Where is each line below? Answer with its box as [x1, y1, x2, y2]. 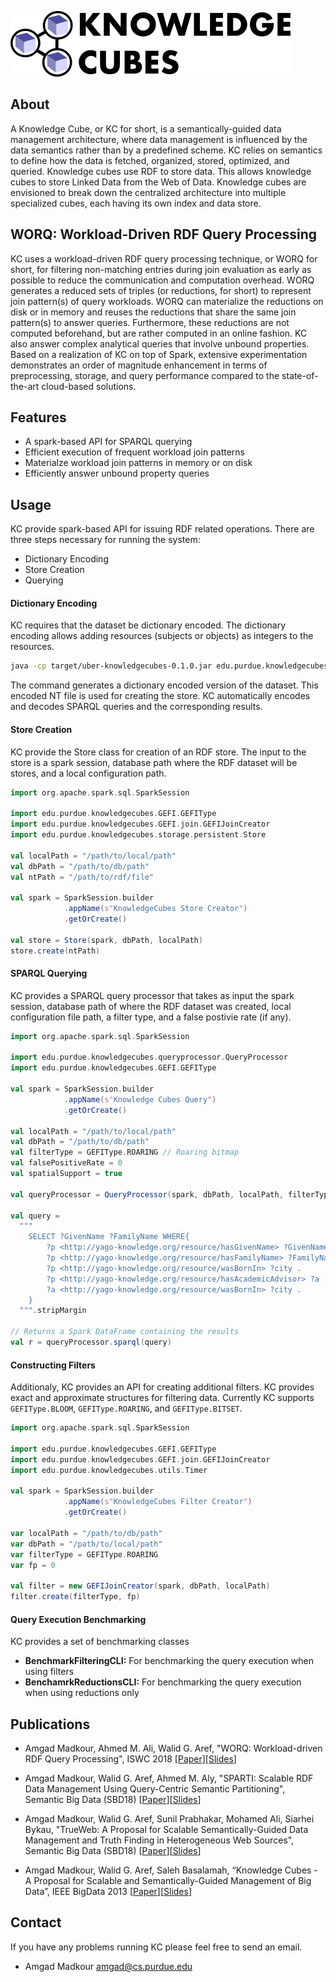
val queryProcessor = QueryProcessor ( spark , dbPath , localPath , [10, 1189, 284, 1200]
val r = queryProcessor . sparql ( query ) [10, 1337, 172, 1348]
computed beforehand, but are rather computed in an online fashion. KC [10, 327, 308, 339]
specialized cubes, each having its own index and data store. [10, 197, 262, 209]
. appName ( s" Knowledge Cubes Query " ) [63, 1094, 217, 1105]
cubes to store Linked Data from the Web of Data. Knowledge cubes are [10, 176, 307, 188]
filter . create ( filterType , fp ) [10, 1592, 141, 1602]
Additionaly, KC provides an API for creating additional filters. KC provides [10, 1381, 315, 1393]
